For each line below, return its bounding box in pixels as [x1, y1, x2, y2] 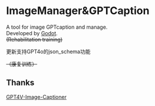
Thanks [6, 78, 35, 88]
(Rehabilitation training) [6, 36, 63, 43]
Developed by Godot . [6, 29, 58, 36]
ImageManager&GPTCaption [6, 4, 150, 18]
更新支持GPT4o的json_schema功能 [6, 48, 91, 55]
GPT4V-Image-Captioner [6, 93, 67, 100]
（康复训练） [6, 60, 37, 67]
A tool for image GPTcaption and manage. [6, 23, 108, 30]
